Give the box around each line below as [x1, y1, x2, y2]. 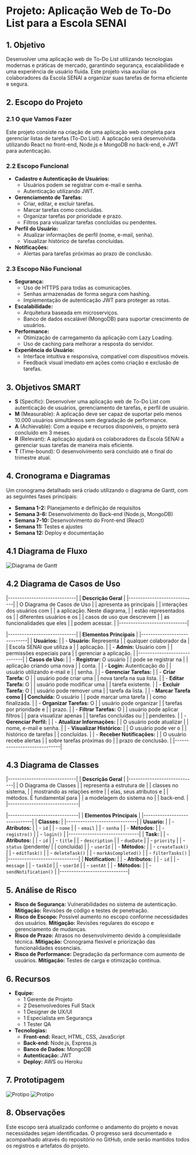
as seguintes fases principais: [6, 493, 78, 500]
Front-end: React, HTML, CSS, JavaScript [23, 1033, 125, 1040]
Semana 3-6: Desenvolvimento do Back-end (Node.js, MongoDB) [14, 510, 174, 517]
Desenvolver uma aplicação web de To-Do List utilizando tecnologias [6, 56, 173, 62]
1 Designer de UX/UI [23, 1008, 73, 1015]
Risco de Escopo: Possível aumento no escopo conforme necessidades [14, 913, 188, 920]
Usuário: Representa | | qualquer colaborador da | [69, 637, 190, 644]
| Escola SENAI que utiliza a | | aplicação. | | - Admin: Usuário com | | [6, 643, 173, 650]
